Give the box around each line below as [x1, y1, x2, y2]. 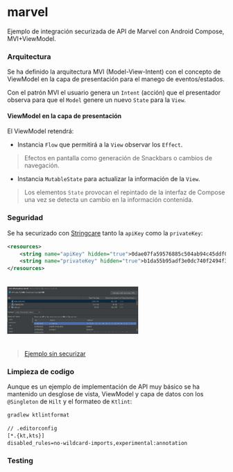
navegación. [24, 161, 60, 170]
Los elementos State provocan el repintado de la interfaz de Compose [24, 188, 225, 196]
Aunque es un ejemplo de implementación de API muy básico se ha [7, 382, 200, 391]
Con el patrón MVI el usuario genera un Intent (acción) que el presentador [7, 88, 221, 97]
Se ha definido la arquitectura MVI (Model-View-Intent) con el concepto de [7, 67, 221, 76]
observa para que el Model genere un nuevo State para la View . [7, 96, 186, 104]
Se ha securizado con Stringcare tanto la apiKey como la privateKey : [7, 228, 203, 237]
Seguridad [7, 213, 44, 223]
